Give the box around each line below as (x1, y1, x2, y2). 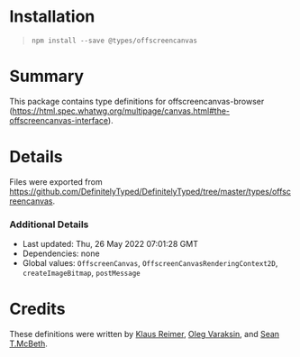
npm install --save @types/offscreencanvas (31, 36, 198, 45)
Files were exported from (9, 176, 103, 187)
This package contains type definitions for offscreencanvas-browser (9, 96, 265, 106)
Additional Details (9, 218, 89, 231)
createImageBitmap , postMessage (22, 268, 141, 279)
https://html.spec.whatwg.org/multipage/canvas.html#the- (12, 105, 231, 116)
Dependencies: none (22, 248, 101, 259)
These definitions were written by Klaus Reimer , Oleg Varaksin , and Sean (9, 329, 280, 340)
